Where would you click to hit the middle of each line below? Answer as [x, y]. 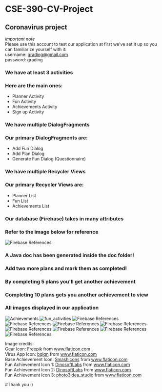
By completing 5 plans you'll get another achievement [70, 282]
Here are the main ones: [34, 85]
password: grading [24, 60]
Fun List [20, 201]
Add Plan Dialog [28, 154]
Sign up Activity [28, 112]
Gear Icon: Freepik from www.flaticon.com [48, 349]
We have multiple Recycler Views [45, 172]
